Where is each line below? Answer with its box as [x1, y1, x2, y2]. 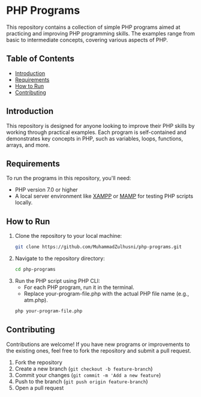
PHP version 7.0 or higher [14, 186, 78, 193]
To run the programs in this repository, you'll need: [6, 175, 131, 182]
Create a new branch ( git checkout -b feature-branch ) [14, 365, 153, 372]
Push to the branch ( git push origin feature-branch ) [14, 378, 148, 385]
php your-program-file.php [14, 308, 83, 314]
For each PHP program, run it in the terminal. [23, 283, 134, 291]
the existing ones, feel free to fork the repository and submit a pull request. [6, 347, 191, 354]
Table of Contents [6, 53, 75, 64]
